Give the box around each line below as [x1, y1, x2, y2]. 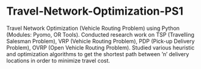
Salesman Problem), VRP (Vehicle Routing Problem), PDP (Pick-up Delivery [6, 37, 195, 45]
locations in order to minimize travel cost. [6, 57, 111, 64]
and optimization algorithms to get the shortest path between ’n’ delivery [6, 50, 189, 57]
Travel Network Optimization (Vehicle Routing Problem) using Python [6, 24, 180, 32]
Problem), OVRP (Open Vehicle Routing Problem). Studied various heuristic [6, 44, 195, 51]
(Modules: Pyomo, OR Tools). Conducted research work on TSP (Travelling [6, 31, 194, 38]
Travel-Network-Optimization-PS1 [6, 4, 184, 18]
